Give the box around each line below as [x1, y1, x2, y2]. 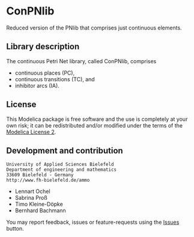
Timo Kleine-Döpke [14, 200, 63, 208]
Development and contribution [6, 146, 123, 156]
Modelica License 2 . [6, 128, 56, 135]
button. [6, 225, 24, 232]
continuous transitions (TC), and [14, 75, 95, 82]
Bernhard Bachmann [14, 207, 66, 214]
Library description [6, 42, 80, 52]
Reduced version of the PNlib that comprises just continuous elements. [6, 24, 182, 31]
